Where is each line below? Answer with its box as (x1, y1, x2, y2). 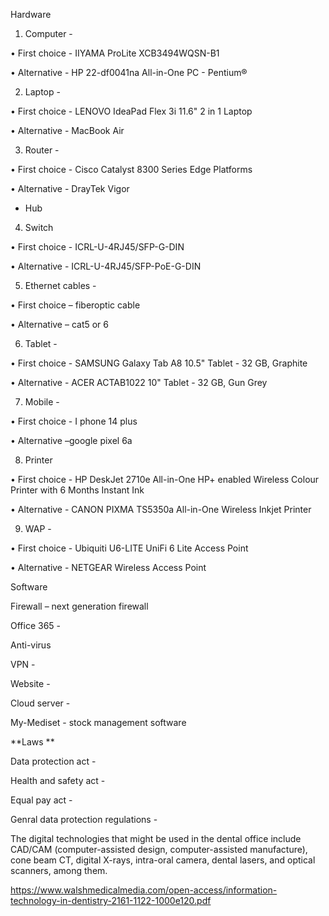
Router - (24, 144, 60, 156)
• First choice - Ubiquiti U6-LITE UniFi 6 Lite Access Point (10, 542, 249, 554)
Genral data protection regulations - (10, 814, 158, 825)
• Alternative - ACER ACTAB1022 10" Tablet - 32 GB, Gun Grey (10, 377, 268, 388)
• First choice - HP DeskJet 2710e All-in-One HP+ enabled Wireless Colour (10, 474, 320, 485)
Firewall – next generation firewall (10, 600, 149, 612)
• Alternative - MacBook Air (10, 125, 125, 136)
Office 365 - (10, 620, 62, 631)
